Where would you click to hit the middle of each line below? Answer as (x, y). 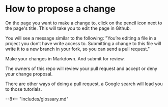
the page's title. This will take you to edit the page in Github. (68, 28)
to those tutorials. (24, 89)
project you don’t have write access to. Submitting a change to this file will (83, 43)
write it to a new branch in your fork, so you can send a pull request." (78, 49)
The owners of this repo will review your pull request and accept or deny (81, 68)
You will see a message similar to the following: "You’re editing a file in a (81, 38)
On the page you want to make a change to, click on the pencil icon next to (84, 23)
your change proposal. (29, 74)
